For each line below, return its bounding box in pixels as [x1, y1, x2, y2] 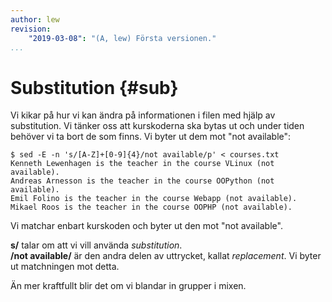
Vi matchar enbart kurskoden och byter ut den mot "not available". [10, 220, 283, 232]
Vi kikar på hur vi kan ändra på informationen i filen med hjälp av [10, 109, 276, 121]
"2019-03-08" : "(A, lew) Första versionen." [28, 33, 217, 43]
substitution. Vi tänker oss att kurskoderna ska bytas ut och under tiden [10, 120, 305, 132]
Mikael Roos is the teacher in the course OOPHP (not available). [10, 202, 293, 213]
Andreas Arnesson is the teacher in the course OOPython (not [10, 176, 275, 186]
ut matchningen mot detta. [10, 261, 120, 273]
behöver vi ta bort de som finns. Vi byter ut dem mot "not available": [10, 131, 292, 143]
